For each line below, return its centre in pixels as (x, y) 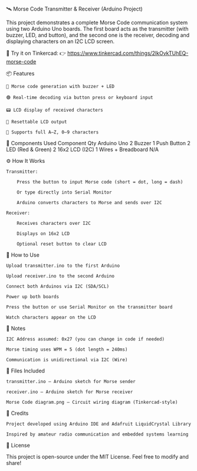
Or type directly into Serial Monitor (64, 192)
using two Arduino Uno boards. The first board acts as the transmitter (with (97, 29)
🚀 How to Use (23, 255)
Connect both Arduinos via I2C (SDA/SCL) (58, 286)
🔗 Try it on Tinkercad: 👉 (36, 53)
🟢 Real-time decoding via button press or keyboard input (80, 97)
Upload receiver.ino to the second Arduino (60, 276)
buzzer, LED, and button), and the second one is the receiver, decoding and (98, 35)
